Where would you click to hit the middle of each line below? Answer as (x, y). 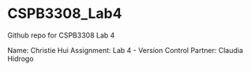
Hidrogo (21, 59)
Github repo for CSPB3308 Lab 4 (61, 35)
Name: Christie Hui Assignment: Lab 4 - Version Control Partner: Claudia (126, 50)
